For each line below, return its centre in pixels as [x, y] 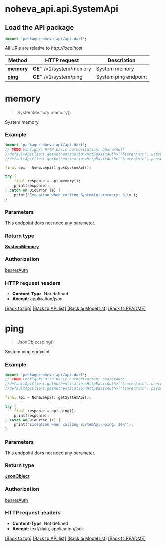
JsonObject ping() [36, 342]
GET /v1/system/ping [57, 77]
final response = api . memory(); [47, 181]
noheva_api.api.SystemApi [62, 9]
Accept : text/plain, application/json [48, 528]
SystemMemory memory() [44, 112]
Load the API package [40, 27]
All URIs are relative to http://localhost [44, 48]
